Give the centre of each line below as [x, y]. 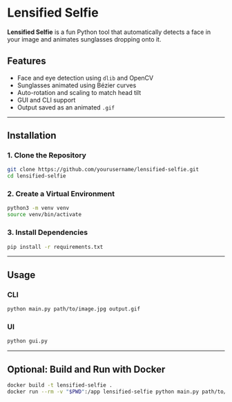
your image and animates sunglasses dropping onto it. [84, 39]
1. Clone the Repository [47, 155]
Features [27, 61]
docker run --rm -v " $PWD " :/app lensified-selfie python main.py [103, 392]
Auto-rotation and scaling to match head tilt [79, 92]
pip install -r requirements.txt [55, 247]
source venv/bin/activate [44, 215]
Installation [32, 136]
